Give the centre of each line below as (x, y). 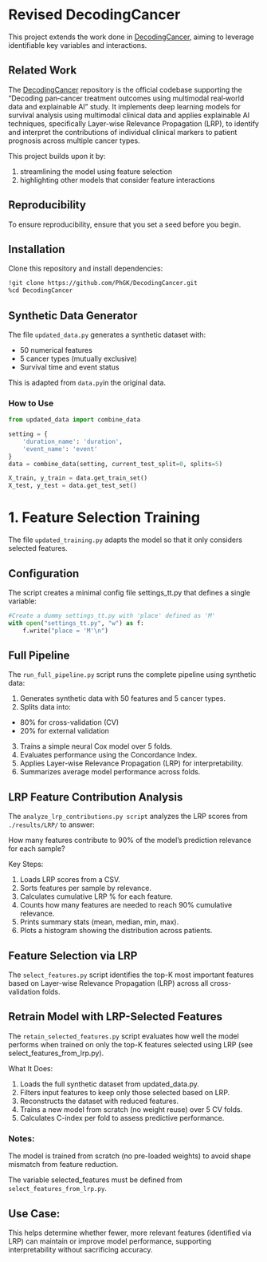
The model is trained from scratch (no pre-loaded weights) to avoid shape (130, 1156)
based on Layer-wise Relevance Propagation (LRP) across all (108, 983)
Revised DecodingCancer (94, 15)
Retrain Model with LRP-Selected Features (116, 1017)
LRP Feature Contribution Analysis (96, 797)
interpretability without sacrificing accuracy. (80, 1249)
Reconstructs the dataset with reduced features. (99, 1101)
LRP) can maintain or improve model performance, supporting (110, 1241)
